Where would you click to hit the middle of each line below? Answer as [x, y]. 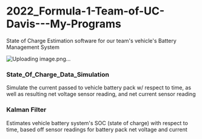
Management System [33, 47]
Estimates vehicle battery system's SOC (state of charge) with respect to [97, 123]
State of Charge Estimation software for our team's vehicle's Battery [92, 40]
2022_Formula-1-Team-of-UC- [86, 11]
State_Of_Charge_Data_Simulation [58, 74]
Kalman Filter [26, 110]
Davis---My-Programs [64, 24]
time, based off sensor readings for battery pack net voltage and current [97, 129]
